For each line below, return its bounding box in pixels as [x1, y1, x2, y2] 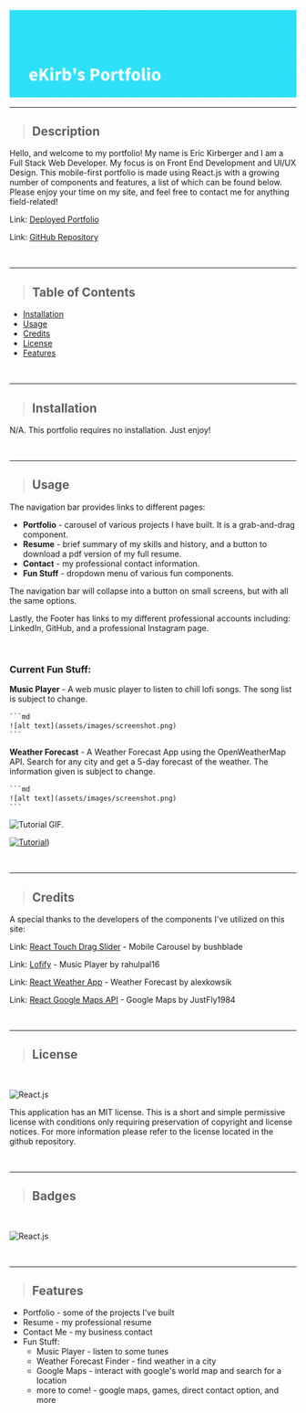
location [36, 1376, 67, 1387]
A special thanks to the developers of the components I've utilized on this [9, 913, 285, 924]
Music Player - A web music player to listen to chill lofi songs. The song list [9, 684, 292, 695]
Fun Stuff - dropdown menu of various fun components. [22, 567, 234, 578]
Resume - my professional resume [22, 1317, 152, 1328]
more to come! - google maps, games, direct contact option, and [36, 1385, 280, 1396]
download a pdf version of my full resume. [22, 548, 182, 559]
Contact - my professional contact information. [22, 558, 200, 569]
